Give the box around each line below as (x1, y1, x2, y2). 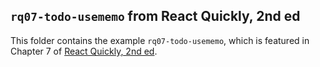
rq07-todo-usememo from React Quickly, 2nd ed (10, 8, 301, 25)
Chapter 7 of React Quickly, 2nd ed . (10, 45, 158, 57)
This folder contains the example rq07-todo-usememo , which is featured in (10, 34, 310, 46)
